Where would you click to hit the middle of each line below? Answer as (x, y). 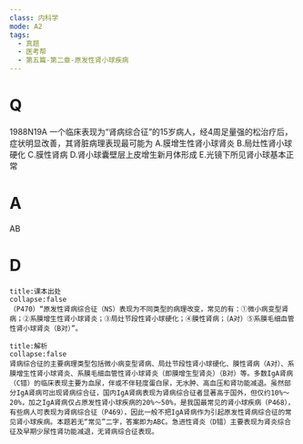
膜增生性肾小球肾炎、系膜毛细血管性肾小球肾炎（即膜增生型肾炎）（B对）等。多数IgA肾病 (151, 373)
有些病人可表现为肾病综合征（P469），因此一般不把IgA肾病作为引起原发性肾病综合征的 (147, 412)
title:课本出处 (35, 291)
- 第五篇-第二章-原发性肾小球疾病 (73, 60)
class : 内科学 (34, 18)
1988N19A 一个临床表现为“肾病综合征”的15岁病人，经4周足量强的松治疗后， (151, 131)
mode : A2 (26, 26)
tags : (20, 35)
